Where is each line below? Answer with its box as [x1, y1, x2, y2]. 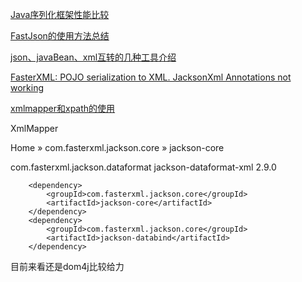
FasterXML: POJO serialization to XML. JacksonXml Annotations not [10, 71, 292, 83]
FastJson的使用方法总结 [10, 30, 110, 42]
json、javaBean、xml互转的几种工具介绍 [10, 51, 177, 63]
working [10, 82, 45, 93]
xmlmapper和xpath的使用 [10, 103, 116, 114]
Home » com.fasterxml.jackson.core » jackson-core [10, 142, 225, 153]
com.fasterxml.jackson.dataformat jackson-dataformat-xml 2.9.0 [10, 161, 277, 173]
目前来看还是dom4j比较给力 [10, 261, 125, 272]
